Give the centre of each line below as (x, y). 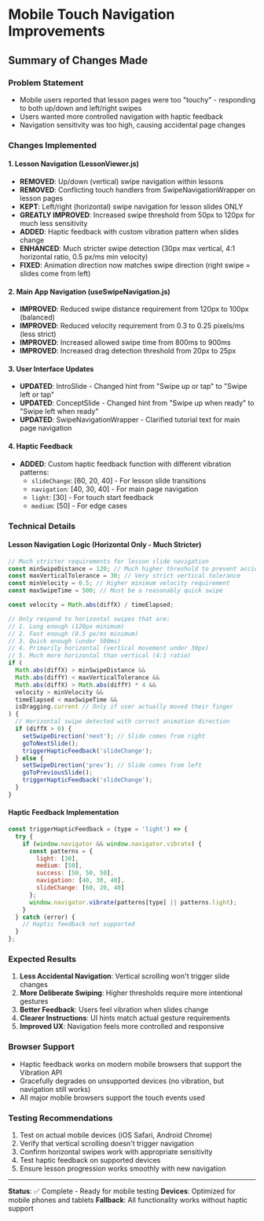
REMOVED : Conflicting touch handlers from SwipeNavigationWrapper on (137, 190)
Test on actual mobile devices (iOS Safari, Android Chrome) (116, 1134)
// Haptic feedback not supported (79, 924)
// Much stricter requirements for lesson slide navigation (109, 561)
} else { (29, 758)
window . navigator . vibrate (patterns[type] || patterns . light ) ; (133, 902)
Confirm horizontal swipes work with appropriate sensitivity (116, 1152)
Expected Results (42, 959)
